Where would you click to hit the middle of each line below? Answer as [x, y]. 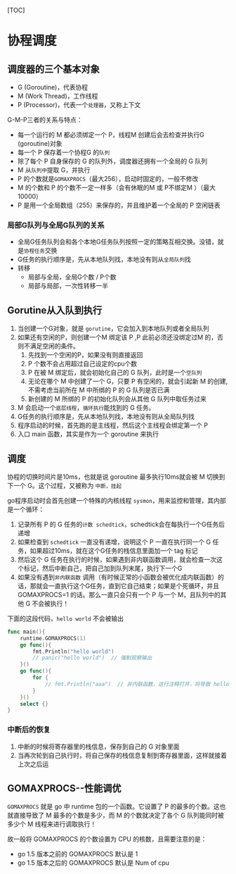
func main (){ [26, 632]
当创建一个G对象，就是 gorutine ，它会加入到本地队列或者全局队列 [113, 329]
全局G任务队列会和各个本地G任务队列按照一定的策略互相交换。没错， [117, 242]
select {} [34, 704]
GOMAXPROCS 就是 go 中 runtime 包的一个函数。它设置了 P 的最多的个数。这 [113, 806]
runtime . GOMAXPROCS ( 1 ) [53, 638]
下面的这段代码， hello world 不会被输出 [66, 618]
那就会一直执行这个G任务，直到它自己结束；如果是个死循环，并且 [125, 586]
